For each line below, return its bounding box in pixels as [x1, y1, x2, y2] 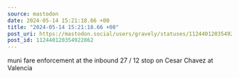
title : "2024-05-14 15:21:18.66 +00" [7, 23, 119, 30]
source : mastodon [7, 10, 59, 18]
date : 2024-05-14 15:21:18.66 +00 [7, 17, 110, 24]
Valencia [7, 64, 33, 72]
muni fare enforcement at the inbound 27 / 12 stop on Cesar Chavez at [7, 56, 213, 65]
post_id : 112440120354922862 [7, 37, 94, 44]
